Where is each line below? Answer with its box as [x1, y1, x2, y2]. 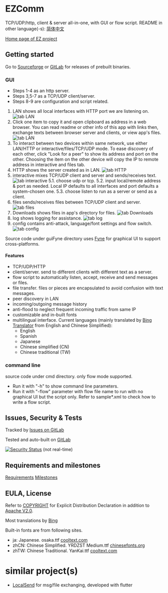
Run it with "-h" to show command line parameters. [12, 383, 119, 389]
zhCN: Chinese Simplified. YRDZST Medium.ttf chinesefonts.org [12, 542, 145, 548]
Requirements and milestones [5, 461, 101, 470]
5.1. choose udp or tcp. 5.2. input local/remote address [48, 178, 161, 184]
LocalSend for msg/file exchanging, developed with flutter [12, 582, 133, 588]
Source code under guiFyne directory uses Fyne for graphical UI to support [5, 236, 160, 242]
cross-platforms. [5, 241, 40, 247]
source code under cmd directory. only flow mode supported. [5, 373, 133, 379]
